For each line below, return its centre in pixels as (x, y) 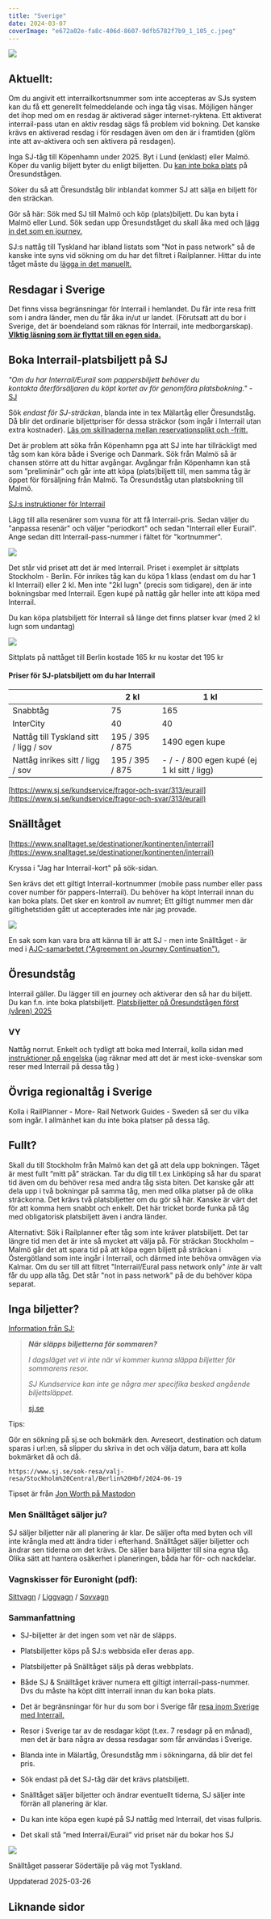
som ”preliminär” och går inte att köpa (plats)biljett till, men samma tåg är (130, 471)
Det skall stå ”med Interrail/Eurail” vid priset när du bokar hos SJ (127, 1835)
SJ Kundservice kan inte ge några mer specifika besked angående (139, 1384)
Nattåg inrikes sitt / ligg (56, 760)
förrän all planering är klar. (64, 1803)
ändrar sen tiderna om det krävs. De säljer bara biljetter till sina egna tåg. (129, 1549)
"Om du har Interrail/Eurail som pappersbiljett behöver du (104, 379)
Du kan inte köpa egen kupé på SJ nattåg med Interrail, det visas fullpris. (141, 1820)
